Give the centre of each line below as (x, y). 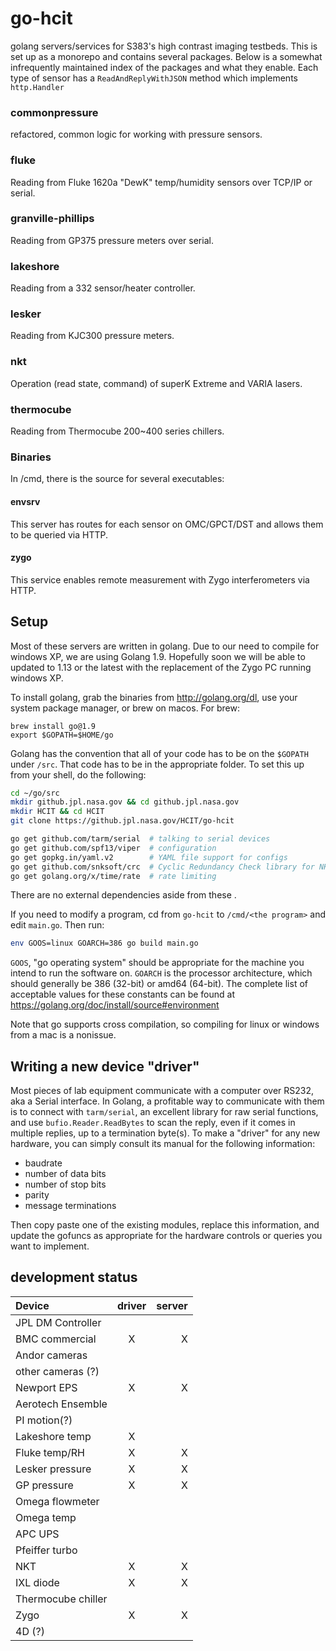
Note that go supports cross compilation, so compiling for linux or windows (165, 1024)
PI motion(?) (44, 1420)
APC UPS (37, 1534)
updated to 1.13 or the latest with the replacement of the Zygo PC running (161, 667)
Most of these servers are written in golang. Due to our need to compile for (165, 646)
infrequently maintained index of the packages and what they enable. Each (164, 67)
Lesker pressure (53, 1469)
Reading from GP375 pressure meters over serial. (112, 240)
